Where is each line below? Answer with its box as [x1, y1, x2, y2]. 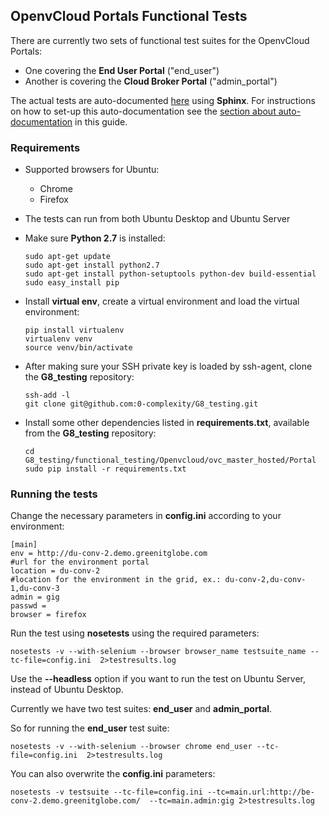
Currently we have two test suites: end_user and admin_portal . [10, 703, 273, 715]
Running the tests [10, 487, 98, 501]
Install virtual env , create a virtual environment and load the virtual [24, 295, 300, 308]
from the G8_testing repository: [24, 427, 157, 439]
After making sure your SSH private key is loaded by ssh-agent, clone [24, 360, 313, 373]
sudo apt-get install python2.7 [24, 260, 160, 271]
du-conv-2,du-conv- [224, 575, 307, 585]
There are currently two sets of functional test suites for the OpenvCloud [10, 34, 310, 46]
